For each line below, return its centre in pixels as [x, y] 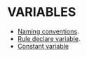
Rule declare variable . [49, 38]
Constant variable [43, 46]
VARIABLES [42, 12]
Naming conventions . [48, 31]
